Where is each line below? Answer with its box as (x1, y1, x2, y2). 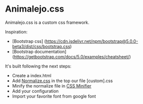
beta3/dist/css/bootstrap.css (12, 43, 71, 49)
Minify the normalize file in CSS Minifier (12, 83, 91, 88)
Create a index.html (12, 72, 52, 78)
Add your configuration (12, 88, 59, 94)
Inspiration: (5, 29, 28, 35)
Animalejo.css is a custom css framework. (5, 19, 89, 25)
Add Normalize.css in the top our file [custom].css (12, 78, 113, 84)
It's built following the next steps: (5, 63, 71, 69)
